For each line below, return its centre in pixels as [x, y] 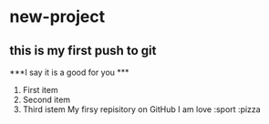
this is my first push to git [83, 51]
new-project [57, 17]
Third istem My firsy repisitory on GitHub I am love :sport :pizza [142, 109]
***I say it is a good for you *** [69, 72]
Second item [47, 99]
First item [40, 90]
